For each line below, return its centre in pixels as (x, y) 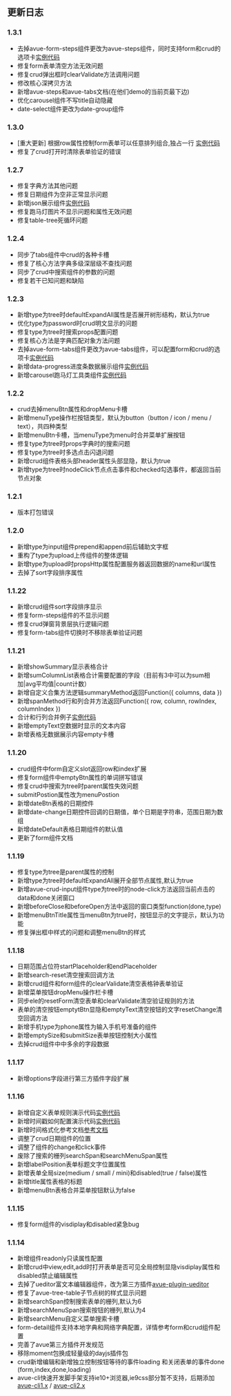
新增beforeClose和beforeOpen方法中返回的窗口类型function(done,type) (119, 906)
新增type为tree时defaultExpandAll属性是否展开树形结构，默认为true (113, 314)
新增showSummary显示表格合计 (63, 667)
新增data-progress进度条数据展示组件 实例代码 (83, 366)
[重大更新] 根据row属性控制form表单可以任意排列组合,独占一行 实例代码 (119, 143)
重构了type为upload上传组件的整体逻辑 (73, 555)
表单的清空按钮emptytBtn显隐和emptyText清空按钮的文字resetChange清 (120, 1010)
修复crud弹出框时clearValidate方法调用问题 (78, 74)
